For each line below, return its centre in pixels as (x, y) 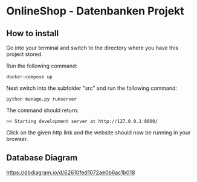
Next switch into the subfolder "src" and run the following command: (92, 88)
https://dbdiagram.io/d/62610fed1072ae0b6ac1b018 (71, 172)
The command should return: (43, 110)
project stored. (25, 54)
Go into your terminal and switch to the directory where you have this (92, 48)
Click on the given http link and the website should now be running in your (98, 133)
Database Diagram (42, 158)
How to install (33, 33)
